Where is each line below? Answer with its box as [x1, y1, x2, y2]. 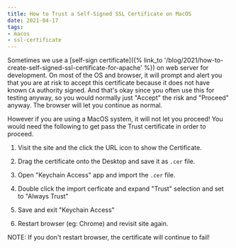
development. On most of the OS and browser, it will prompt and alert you [7, 71, 223, 80]
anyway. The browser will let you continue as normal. [7, 101, 163, 110]
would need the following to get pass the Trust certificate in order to [7, 122, 207, 131]
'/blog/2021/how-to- [164, 56, 224, 64]
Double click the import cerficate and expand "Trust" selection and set [17, 184, 225, 193]
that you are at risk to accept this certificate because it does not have [7, 78, 210, 87]
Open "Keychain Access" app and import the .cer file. [17, 171, 176, 179]
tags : [7, 23, 23, 30]
